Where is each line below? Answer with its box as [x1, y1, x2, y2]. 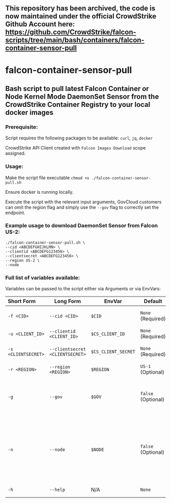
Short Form [8, 298, 36, 305]
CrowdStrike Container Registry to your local [5, 100, 151, 109]
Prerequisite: [5, 123, 38, 130]
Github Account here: [5, 20, 75, 28]
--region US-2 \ [5, 258, 40, 263]
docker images [5, 108, 53, 116]
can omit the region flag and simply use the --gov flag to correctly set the [5, 204, 159, 210]
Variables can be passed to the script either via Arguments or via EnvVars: [5, 286, 161, 292]
